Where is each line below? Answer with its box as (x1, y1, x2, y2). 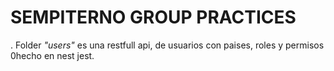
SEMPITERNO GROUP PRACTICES (10, 6, 297, 29)
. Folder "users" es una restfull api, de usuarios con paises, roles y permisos (10, 39, 325, 51)
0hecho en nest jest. (10, 49, 95, 61)
